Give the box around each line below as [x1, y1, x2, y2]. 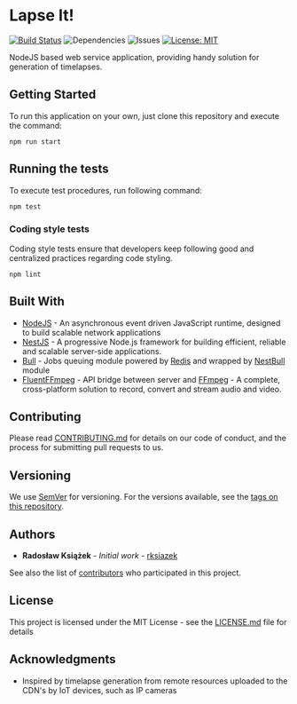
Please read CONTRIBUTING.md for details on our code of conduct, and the [9, 432, 286, 444]
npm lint [9, 270, 42, 279]
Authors [9, 526, 56, 542]
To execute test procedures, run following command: [9, 185, 202, 195]
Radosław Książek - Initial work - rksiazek [21, 550, 178, 560]
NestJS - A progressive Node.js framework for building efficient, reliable [21, 336, 286, 347]
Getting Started [9, 87, 97, 102]
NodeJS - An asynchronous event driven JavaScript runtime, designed [21, 317, 281, 328]
